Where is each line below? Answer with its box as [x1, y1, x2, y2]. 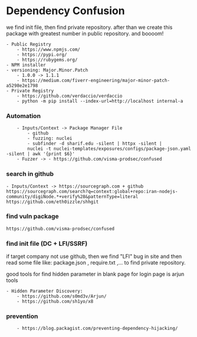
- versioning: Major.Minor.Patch [6, 67, 88, 73]
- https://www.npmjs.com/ [17, 46, 81, 53]
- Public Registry [6, 41, 51, 47]
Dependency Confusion [6, 4, 125, 18]
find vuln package [6, 212, 59, 221]
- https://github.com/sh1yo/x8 [17, 299, 94, 305]
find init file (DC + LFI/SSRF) [6, 239, 88, 247]
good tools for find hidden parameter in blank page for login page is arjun [6, 270, 185, 278]
